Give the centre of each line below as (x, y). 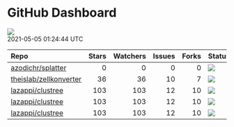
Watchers (130, 56)
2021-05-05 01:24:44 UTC (45, 39)
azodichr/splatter (39, 67)
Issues (164, 56)
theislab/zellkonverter (46, 79)
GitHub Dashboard (62, 13)
